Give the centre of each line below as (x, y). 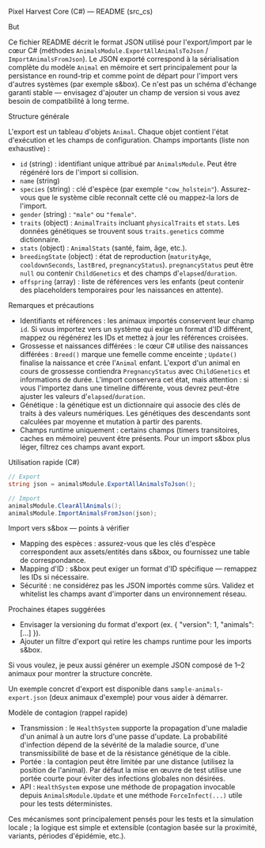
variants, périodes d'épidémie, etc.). (67, 836)
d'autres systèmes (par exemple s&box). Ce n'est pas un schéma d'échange (132, 84)
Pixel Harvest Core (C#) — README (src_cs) (81, 11)
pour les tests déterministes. (66, 804)
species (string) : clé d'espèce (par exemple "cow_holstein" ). (119, 189)
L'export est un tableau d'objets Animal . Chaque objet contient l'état (118, 131)
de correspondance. (53, 561)
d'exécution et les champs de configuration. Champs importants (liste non (129, 140)
